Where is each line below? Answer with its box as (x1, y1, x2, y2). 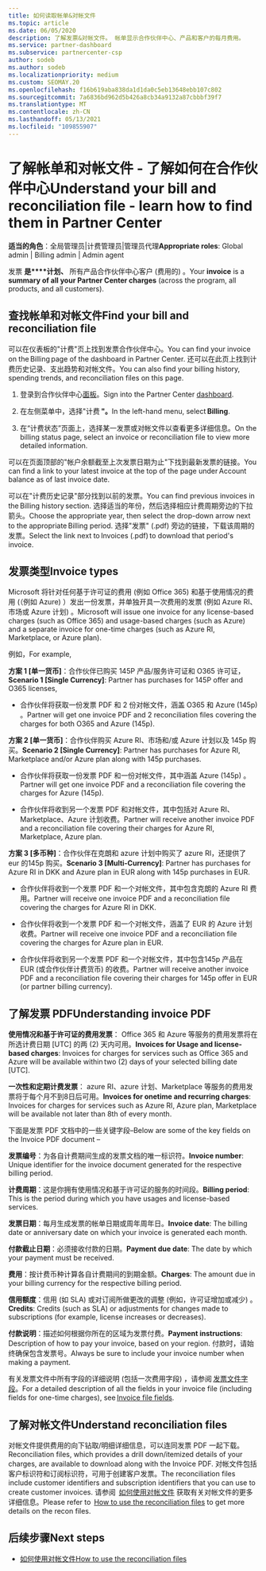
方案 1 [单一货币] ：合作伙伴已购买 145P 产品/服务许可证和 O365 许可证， (8, 666, 245, 676)
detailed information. (19, 440, 88, 450)
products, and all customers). (8, 283, 105, 293)
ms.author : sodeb (8, 64, 66, 72)
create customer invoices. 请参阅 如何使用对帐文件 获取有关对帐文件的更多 (8, 1487, 253, 1497)
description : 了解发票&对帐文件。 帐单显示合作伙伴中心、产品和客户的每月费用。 (8, 33, 245, 42)
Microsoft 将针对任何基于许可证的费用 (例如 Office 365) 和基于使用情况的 (8, 587, 248, 597)
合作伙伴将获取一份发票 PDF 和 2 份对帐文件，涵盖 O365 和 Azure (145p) (19, 700, 258, 709)
